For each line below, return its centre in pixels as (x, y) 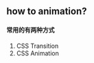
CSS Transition (37, 46)
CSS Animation (38, 53)
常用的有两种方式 (31, 30)
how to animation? (47, 11)
